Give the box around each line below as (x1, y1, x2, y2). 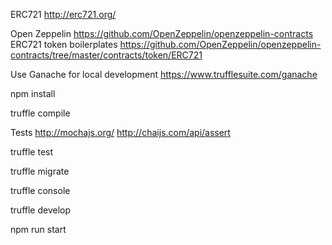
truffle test (10, 146, 54, 158)
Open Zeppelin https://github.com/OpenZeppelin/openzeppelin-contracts (10, 28, 314, 39)
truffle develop (10, 204, 72, 216)
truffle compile (10, 107, 71, 119)
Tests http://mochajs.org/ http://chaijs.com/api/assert (10, 127, 231, 138)
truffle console (10, 185, 71, 196)
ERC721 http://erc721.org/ (10, 9, 117, 20)
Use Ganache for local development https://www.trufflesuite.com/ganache (10, 69, 318, 80)
